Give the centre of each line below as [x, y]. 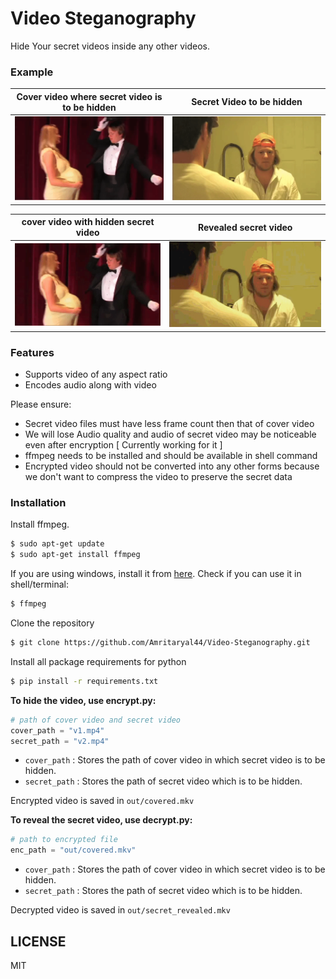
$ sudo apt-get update [57, 544]
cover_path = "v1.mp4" [57, 730]
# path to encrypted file [64, 840]
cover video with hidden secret [88, 222]
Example [32, 72]
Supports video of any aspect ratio [96, 374]
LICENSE [38, 941]
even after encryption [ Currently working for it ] [123, 445]
